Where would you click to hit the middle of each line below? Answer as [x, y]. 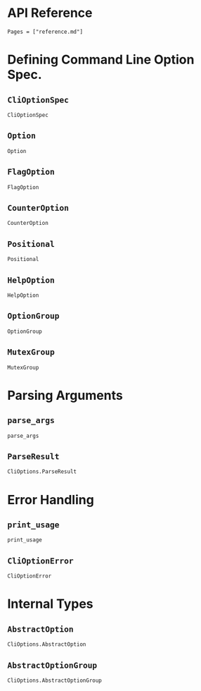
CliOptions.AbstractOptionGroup [54, 681]
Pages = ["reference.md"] [45, 32]
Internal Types [50, 604]
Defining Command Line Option [101, 60]
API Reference [50, 13]
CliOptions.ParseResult [42, 472]
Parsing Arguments [65, 395]
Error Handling [51, 500]
